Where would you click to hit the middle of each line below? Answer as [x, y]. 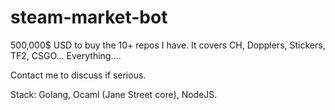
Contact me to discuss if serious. [78, 75]
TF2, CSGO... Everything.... [66, 55]
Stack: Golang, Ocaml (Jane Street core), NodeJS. [114, 94]
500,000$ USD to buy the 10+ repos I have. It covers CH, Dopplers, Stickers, [168, 45]
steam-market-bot [89, 17]
